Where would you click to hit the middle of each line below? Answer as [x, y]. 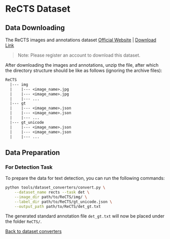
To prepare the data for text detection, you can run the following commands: [85, 178]
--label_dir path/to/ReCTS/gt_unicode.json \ [63, 202]
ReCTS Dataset [38, 9]
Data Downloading [35, 28]
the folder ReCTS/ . [24, 222]
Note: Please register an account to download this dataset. [79, 55]
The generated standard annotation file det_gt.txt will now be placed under [85, 216]
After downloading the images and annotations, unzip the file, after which [82, 65]
